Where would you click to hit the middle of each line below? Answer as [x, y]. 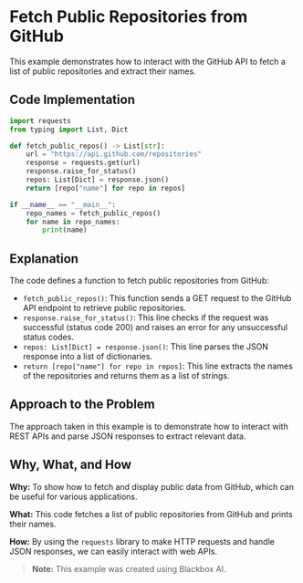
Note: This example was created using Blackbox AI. [129, 568]
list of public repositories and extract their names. [103, 71]
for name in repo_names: [73, 222]
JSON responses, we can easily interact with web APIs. [113, 551]
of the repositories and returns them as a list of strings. [126, 376]
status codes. [48, 337]
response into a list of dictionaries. [88, 357]
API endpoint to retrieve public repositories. [104, 308]
